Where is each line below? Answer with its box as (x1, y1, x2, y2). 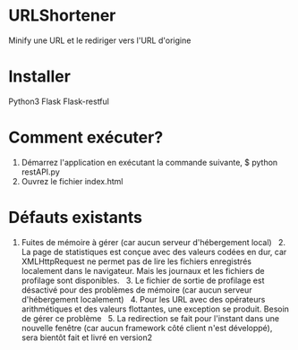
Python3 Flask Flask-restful (8, 96, 109, 107)
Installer (8, 66, 71, 87)
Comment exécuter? (8, 127, 164, 148)
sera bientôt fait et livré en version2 (21, 332, 153, 343)
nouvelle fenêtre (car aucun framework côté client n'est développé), (21, 322, 273, 333)
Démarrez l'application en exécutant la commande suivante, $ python (21, 157, 278, 167)
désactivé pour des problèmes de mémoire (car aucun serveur (21, 284, 252, 295)
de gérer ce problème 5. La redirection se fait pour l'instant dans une (21, 312, 279, 323)
